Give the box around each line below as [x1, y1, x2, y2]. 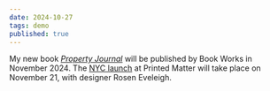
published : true [9, 29, 69, 38]
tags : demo [9, 21, 50, 30]
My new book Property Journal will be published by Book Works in [9, 54, 252, 64]
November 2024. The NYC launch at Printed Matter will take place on [9, 63, 261, 73]
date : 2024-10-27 [9, 12, 73, 22]
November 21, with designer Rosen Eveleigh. [9, 72, 173, 83]
